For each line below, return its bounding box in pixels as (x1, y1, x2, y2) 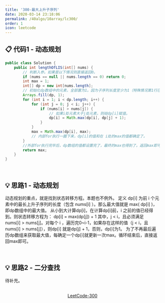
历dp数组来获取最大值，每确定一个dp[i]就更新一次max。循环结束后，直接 (5, 232, 153, 238)
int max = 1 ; (23, 79, 50, 84)
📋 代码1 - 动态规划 (5, 45, 61, 53)
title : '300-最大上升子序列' (5, 7, 60, 12)
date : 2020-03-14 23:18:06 (5, 12, 60, 17)
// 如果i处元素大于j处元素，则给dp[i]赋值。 (49, 111, 130, 116)
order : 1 (5, 21, 23, 26)
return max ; (23, 147, 48, 153)
